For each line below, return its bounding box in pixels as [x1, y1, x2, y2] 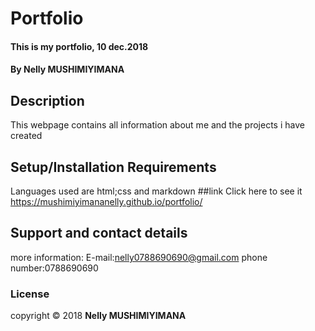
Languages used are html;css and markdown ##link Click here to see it [10, 185, 303, 197]
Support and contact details [10, 225, 188, 242]
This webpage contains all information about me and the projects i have [10, 119, 305, 131]
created [10, 130, 43, 142]
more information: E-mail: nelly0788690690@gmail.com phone [10, 251, 268, 263]
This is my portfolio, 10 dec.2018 [10, 40, 149, 52]
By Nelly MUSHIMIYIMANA [10, 63, 125, 76]
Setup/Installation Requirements [10, 158, 217, 176]
